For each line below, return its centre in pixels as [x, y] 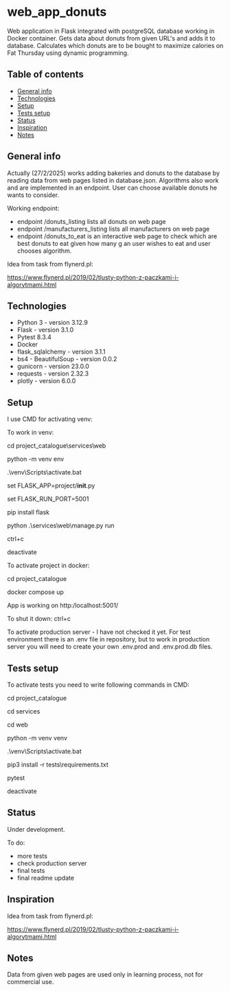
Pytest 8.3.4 [34, 337]
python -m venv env [36, 459]
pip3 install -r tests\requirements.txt [58, 764]
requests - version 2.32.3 [53, 374]
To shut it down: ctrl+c [39, 619]
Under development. [36, 829]
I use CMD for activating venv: [50, 419]
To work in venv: [31, 433]
